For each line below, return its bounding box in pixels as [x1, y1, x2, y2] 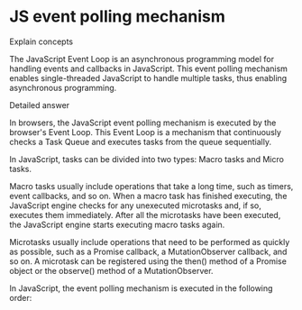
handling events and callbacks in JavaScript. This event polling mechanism [9, 63, 288, 74]
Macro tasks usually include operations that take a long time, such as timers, [9, 180, 294, 191]
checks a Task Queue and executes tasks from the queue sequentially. [9, 136, 272, 147]
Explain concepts [9, 36, 74, 47]
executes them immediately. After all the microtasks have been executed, [9, 209, 281, 220]
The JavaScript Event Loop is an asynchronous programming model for [9, 53, 275, 64]
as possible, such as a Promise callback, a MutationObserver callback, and [9, 246, 288, 257]
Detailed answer [9, 99, 70, 110]
